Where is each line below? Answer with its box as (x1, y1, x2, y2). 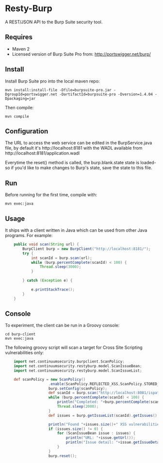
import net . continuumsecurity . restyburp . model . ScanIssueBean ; (14, 364, 142, 369)
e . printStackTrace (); (31, 287, 75, 292)
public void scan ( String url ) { (14, 242, 79, 247)
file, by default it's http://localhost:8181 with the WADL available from (5, 145, 143, 151)
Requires (5, 33, 33, 41)
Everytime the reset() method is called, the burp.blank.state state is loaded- (5, 160, 156, 166)
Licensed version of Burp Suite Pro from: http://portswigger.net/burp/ (12, 51, 151, 57)
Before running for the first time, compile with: (5, 192, 98, 198)
